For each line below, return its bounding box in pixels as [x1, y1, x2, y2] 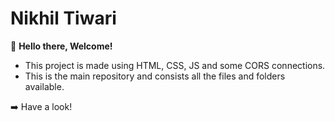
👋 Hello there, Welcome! [10, 40, 113, 52]
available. [24, 80, 65, 92]
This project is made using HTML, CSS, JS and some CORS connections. [24, 59, 326, 71]
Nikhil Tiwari [10, 7, 117, 30]
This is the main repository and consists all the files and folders [24, 70, 286, 82]
